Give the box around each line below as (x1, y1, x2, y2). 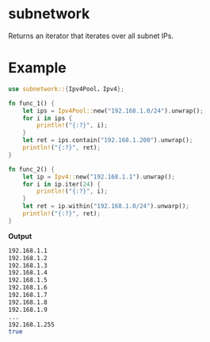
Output (8, 231, 32, 240)
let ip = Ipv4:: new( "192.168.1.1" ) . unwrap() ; (22, 172, 176, 181)
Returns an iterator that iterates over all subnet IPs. (8, 31, 174, 40)
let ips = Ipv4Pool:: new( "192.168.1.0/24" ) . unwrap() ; (22, 106, 204, 115)
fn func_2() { (8, 165, 55, 173)
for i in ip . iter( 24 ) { (22, 180, 101, 188)
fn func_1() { (8, 99, 55, 107)
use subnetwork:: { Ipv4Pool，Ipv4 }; (8, 85, 124, 93)
